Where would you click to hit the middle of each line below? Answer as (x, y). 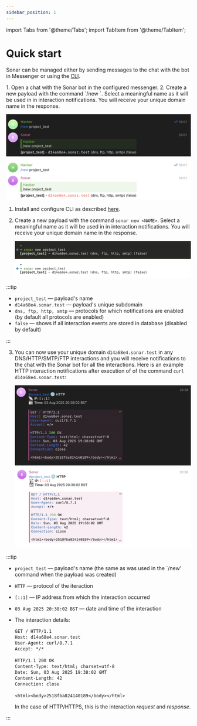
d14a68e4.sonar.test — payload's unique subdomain (78, 305)
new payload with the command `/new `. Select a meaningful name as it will (97, 93)
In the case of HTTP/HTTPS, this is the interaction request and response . (103, 707)
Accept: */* (29, 649)
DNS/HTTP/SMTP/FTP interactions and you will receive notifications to (100, 359)
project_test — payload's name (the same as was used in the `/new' (98, 568)
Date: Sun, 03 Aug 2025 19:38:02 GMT (61, 673)
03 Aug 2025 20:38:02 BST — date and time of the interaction (88, 609)
